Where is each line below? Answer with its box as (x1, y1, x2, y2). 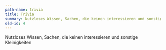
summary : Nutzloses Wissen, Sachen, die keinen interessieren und (5, 16, 145, 21)
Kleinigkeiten (5, 40, 32, 46)
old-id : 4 (5, 21, 26, 26)
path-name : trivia (5, 7, 43, 12)
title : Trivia (5, 12, 35, 17)
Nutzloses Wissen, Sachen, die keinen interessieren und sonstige (5, 34, 138, 40)
